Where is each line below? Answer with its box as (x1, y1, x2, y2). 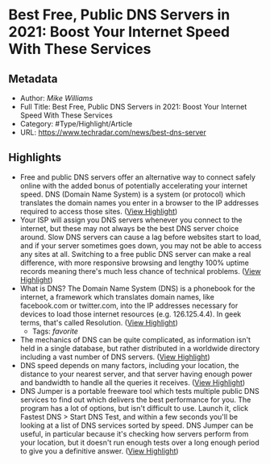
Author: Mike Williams (19, 93, 93, 102)
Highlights (8, 151, 62, 164)
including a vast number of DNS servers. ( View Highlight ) (19, 352, 210, 362)
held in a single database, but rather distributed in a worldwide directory (19, 343, 260, 353)
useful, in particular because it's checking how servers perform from (19, 429, 249, 438)
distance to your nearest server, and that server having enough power (19, 369, 253, 379)
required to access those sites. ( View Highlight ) (19, 206, 178, 216)
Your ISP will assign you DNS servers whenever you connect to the (19, 215, 243, 225)
